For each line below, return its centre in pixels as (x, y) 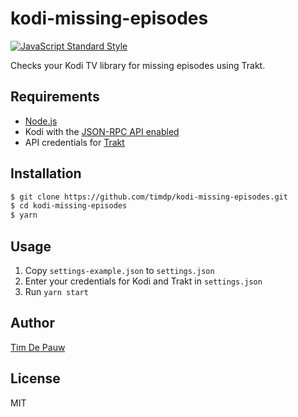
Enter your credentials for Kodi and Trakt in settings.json (143, 281)
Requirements (55, 97)
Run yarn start (56, 291)
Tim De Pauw (38, 347)
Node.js (41, 121)
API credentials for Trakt (74, 142)
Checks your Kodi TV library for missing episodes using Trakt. (138, 65)
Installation (46, 173)
